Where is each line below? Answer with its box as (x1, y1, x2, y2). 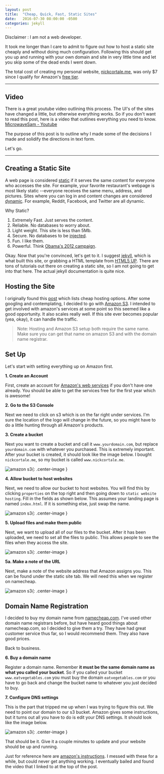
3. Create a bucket (5, 431, 43, 437)
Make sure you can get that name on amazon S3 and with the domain (17, 331, 157, 337)
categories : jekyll (5, 21, 45, 26)
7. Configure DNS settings (5, 695, 59, 701)
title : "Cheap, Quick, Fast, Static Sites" (5, 12, 97, 17)
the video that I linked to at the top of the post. (5, 764, 99, 770)
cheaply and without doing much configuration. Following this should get (5, 49, 152, 55)
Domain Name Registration (5, 602, 89, 610)
